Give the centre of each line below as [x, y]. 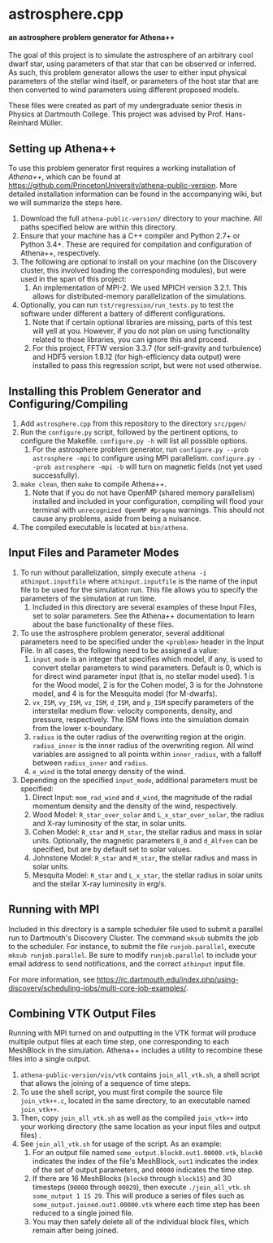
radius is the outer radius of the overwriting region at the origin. [139, 737]
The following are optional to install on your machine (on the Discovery [139, 262]
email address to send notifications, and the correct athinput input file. [127, 963]
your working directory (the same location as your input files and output [141, 1127]
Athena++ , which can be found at [65, 177]
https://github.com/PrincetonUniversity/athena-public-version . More [123, 186]
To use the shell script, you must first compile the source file [121, 1092]
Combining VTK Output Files [82, 1014]
